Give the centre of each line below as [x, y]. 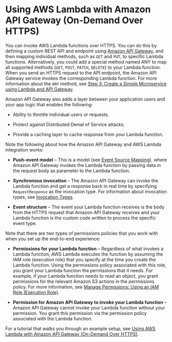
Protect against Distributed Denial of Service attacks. [69, 124]
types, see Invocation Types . [43, 197]
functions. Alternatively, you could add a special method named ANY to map [86, 62]
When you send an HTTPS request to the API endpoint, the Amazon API [81, 72]
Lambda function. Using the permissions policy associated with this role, [90, 265]
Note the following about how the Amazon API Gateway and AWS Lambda [83, 144]
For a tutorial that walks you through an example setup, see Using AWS [80, 328]
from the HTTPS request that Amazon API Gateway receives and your [86, 212]
